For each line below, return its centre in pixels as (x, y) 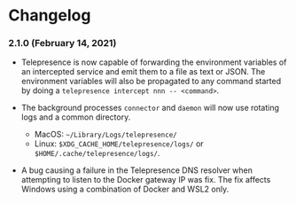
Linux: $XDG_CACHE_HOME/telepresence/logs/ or (119, 144)
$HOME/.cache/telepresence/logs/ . (97, 153)
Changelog (50, 16)
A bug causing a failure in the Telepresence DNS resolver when (137, 170)
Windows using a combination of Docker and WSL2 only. (125, 189)
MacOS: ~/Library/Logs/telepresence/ (106, 135)
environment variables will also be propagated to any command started (151, 82)
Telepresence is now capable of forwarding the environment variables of (154, 62)
